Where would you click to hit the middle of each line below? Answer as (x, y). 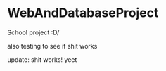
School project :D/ (33, 32)
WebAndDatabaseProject (83, 13)
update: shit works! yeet (42, 59)
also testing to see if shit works (52, 46)
